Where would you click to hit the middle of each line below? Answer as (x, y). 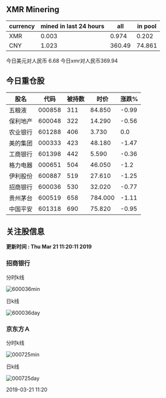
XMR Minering (33, 10)
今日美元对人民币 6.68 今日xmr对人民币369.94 (62, 60)
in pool (147, 26)
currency (22, 26)
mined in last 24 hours (72, 26)
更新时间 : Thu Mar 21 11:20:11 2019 (49, 247)
